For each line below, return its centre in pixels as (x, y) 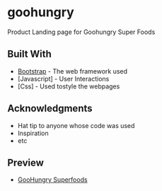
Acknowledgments (50, 109)
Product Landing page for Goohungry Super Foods (81, 32)
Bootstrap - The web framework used (73, 71)
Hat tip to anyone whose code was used (76, 125)
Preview (26, 162)
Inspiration (33, 133)
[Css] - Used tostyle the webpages (69, 86)
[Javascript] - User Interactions (63, 79)
